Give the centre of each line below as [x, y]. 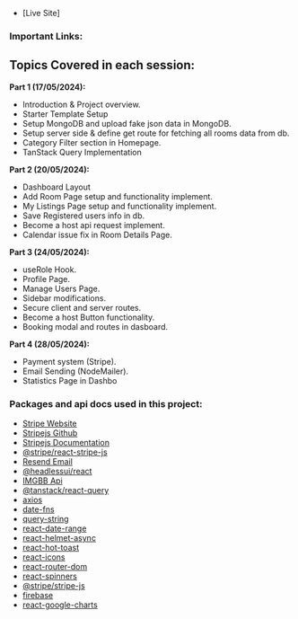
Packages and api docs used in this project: [106, 403]
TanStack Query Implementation [82, 152]
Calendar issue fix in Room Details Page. [97, 234]
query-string [45, 519]
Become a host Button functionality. [88, 317]
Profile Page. [46, 279]
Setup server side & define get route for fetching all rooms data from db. [156, 133]
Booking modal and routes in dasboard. [95, 326]
